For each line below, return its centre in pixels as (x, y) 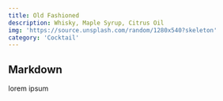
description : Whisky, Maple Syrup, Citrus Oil (86, 23)
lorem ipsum (28, 88)
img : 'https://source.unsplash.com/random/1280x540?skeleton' (113, 30)
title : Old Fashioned (44, 15)
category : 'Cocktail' (44, 37)
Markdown (36, 69)
